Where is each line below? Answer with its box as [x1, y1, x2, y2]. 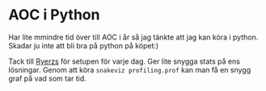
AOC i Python [8, 6, 100, 24]
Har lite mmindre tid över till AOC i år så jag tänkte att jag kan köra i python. [8, 32, 259, 42]
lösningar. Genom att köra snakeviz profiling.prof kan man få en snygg [8, 64, 251, 74]
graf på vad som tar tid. [8, 73, 87, 83]
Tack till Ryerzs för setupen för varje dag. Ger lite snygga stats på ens [8, 56, 241, 66]
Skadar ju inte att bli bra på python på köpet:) [8, 40, 159, 50]
